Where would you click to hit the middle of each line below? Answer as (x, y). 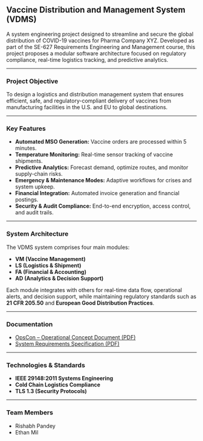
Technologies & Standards (46, 365)
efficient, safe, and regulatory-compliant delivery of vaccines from (89, 101)
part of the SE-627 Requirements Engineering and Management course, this (101, 47)
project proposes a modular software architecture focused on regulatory (96, 53)
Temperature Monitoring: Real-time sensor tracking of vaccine (94, 154)
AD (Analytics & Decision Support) (59, 278)
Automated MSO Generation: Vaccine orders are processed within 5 (101, 142)
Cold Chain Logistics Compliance (58, 385)
